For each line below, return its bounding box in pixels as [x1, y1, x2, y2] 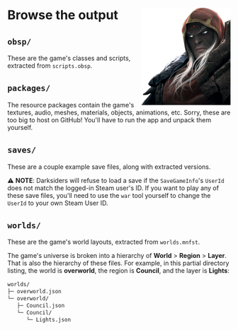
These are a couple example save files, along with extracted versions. [7, 163, 211, 171]
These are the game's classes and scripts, [7, 54, 131, 62]
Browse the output [7, 7, 119, 23]
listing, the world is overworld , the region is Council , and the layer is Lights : [7, 266, 230, 275]
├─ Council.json [16, 302, 65, 310]
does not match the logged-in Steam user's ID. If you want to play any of [7, 184, 220, 192]
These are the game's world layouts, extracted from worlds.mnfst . [7, 237, 200, 247]
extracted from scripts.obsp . [7, 61, 93, 70]
